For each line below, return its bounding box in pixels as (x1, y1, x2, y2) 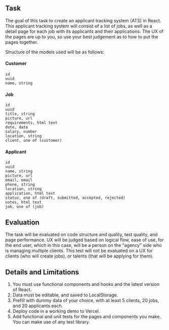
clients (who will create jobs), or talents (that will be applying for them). (5, 253, 153, 259)
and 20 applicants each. (12, 303, 63, 309)
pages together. (5, 39, 38, 45)
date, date (5, 125, 28, 130)
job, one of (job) (5, 204, 44, 209)
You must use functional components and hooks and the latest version (12, 281, 160, 287)
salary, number (5, 129, 37, 134)
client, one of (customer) (5, 138, 62, 143)
